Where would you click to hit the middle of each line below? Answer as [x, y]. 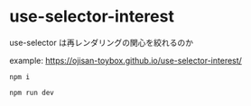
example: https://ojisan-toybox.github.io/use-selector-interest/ [125, 60]
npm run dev [32, 93]
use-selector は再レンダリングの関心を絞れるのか [102, 42]
